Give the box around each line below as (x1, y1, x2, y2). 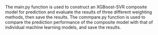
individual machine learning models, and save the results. (5, 24, 121, 30)
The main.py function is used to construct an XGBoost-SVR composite (5, 4, 147, 10)
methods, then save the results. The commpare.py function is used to (5, 14, 146, 20)
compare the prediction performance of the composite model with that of (5, 19, 153, 25)
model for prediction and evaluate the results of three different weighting (5, 9, 152, 15)
